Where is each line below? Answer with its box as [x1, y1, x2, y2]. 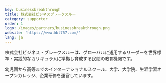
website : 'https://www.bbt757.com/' [5, 30, 81, 35]
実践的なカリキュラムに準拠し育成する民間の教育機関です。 [13, 55, 135, 61]
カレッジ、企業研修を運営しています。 [18, 72, 96, 78]
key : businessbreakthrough [5, 7, 61, 12]
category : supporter [5, 16, 48, 21]
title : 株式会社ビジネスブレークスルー [5, 12, 76, 17]
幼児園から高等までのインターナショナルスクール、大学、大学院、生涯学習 [5, 66, 157, 72]
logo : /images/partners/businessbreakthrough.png [5, 26, 110, 31]
